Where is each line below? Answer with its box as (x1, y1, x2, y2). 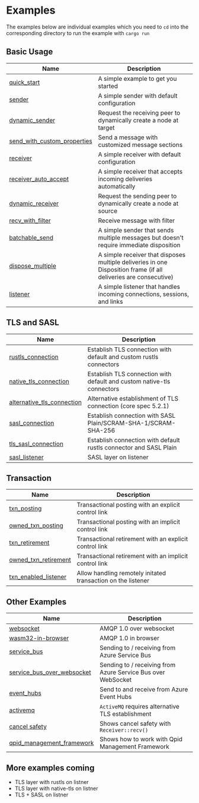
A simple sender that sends (98, 226, 174, 234)
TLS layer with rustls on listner (14, 779, 89, 785)
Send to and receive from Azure (99, 685, 188, 694)
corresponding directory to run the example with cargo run (6, 29, 150, 36)
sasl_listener (9, 453, 44, 461)
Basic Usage (6, 47, 53, 57)
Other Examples (6, 597, 67, 607)
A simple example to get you (98, 74, 177, 83)
